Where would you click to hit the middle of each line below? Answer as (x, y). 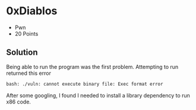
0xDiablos (32, 11)
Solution (22, 53)
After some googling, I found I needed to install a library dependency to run (98, 95)
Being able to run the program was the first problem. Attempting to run (92, 67)
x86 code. (19, 102)
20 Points (26, 33)
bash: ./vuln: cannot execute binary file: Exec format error (85, 84)
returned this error (29, 73)
